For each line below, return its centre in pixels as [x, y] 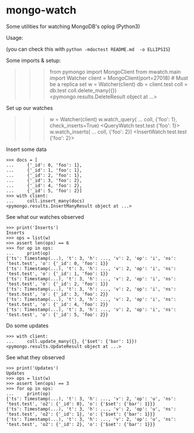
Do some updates [27, 325]
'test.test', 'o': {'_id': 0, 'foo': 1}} [57, 263]
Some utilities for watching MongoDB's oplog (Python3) [73, 26]
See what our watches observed [45, 216]
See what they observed [36, 357]
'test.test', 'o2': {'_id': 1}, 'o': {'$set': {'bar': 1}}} [81, 414]
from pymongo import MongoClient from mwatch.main [115, 71]
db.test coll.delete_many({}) [83, 90]
